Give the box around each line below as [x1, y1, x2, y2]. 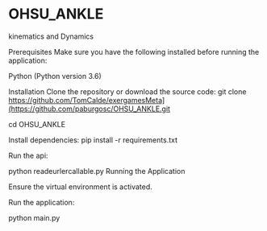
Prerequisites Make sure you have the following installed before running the [8, 47, 260, 56]
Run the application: [8, 197, 75, 207]
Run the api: [8, 151, 48, 160]
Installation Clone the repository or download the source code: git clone [8, 86, 247, 97]
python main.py [8, 212, 60, 222]
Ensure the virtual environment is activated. [8, 182, 153, 192]
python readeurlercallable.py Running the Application [8, 166, 186, 175]
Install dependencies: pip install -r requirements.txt [8, 134, 177, 145]
